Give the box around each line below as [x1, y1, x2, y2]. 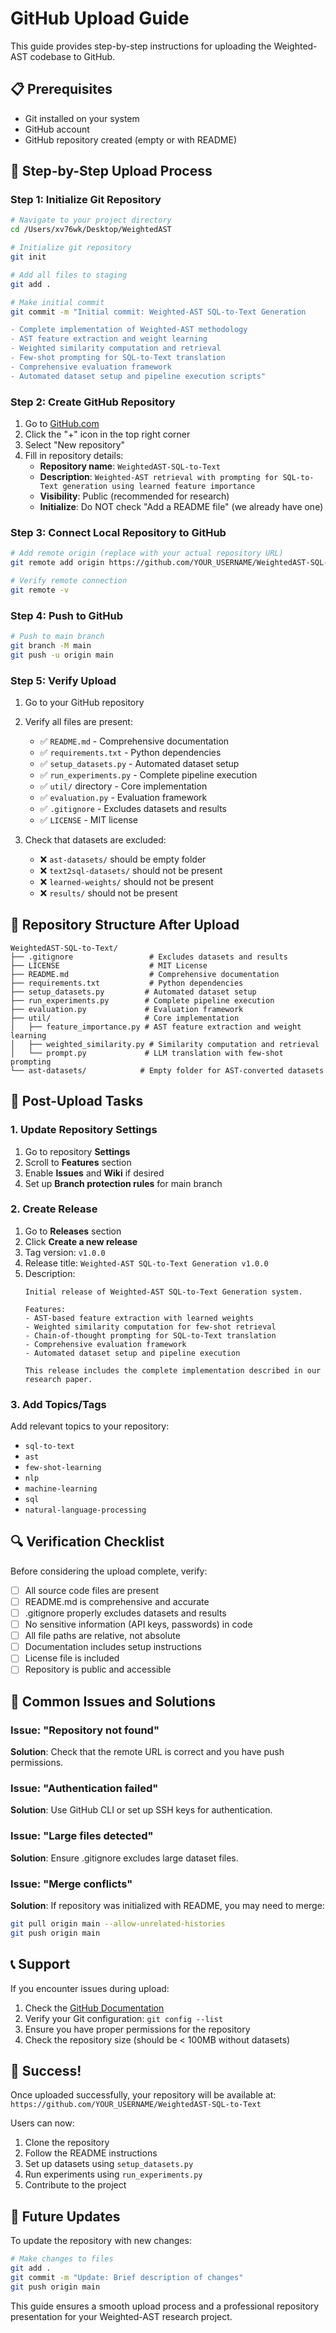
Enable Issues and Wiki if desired [24, 1167, 165, 1179]
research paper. [24, 1374, 93, 1384]
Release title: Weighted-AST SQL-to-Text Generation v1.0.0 [24, 1257, 269, 1269]
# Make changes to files [10, 2254, 114, 2264]
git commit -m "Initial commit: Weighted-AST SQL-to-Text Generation [10, 307, 307, 317]
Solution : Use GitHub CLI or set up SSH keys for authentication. [10, 1804, 273, 1816]
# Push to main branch [10, 632, 105, 642]
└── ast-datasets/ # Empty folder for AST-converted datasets [10, 1065, 325, 1076]
